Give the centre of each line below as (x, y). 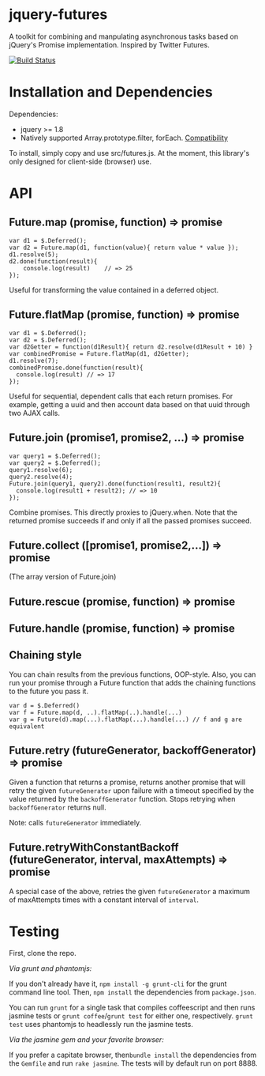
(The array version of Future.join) (63, 577)
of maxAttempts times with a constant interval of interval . (104, 900)
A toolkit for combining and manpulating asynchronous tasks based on (124, 36)
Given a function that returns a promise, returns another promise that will (127, 782)
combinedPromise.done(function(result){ (77, 368)
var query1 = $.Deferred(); (55, 456)
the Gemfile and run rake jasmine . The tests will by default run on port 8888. (133, 1063)
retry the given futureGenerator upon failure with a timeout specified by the (132, 790)
